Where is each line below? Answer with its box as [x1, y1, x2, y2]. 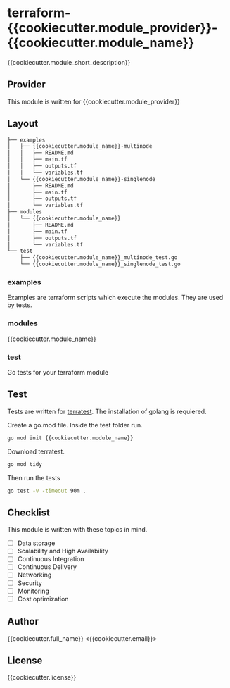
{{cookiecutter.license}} [7, 673, 77, 682]
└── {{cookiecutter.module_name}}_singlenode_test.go [20, 261, 181, 268]
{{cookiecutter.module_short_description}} [7, 58, 131, 66]
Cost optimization [17, 594, 69, 603]
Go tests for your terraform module [7, 368, 109, 376]
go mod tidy [7, 461, 42, 468]
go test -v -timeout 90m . [7, 487, 87, 494]
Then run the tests [7, 473, 61, 482]
